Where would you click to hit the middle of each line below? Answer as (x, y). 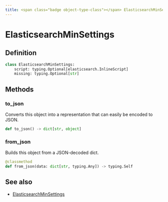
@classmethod (19, 162)
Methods (19, 89)
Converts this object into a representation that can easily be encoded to (79, 114)
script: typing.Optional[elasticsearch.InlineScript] (71, 69)
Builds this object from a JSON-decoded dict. (52, 152)
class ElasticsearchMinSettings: (40, 64)
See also (19, 182)
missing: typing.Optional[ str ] (47, 74)
